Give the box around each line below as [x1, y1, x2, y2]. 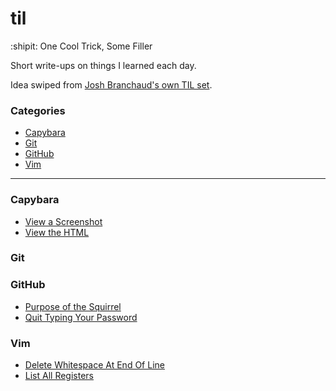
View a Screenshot [24, 215, 103, 227]
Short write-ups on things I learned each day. [10, 59, 197, 71]
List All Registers [24, 370, 94, 382]
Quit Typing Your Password [24, 311, 138, 323]
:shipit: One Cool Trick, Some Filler [10, 40, 153, 52]
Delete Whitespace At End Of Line [24, 359, 165, 371]
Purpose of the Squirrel [24, 300, 122, 312]
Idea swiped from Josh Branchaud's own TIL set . [10, 78, 213, 91]
